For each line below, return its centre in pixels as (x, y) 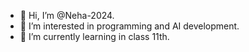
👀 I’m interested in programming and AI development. (129, 26)
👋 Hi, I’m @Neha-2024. (67, 15)
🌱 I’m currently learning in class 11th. (94, 36)
